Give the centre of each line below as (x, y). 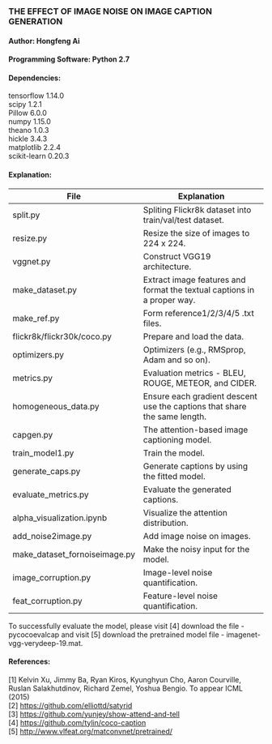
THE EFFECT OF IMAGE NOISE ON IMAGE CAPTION (110, 11)
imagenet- (243, 635)
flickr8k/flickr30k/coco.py (62, 336)
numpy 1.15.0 (30, 122)
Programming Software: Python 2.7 (69, 59)
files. (152, 323)
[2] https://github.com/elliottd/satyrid (70, 705)
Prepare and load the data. (193, 336)
